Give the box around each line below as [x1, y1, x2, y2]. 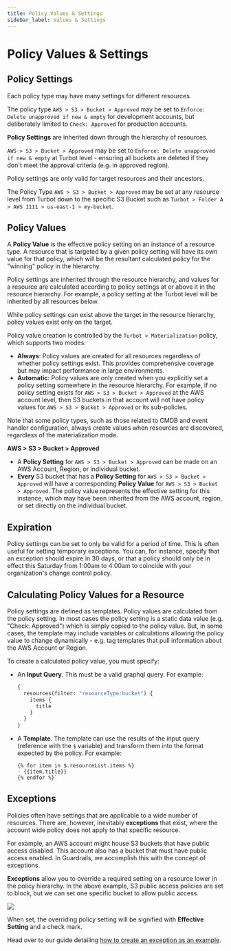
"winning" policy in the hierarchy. [7, 262, 101, 270]
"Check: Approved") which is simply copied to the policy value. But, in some [7, 622, 223, 630]
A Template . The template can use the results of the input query [16, 734, 199, 743]
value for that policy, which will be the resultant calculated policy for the [7, 255, 211, 263]
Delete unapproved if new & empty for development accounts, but [7, 112, 195, 120]
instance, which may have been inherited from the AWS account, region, [16, 494, 223, 503]
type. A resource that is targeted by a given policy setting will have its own [7, 248, 218, 256]
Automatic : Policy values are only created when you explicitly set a [16, 374, 208, 382]
